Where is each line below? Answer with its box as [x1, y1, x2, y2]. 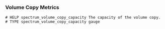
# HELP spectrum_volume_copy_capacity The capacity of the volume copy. [5, 15, 161, 20]
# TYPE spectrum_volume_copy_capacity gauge [5, 19, 100, 25]
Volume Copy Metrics [5, 4, 59, 11]
